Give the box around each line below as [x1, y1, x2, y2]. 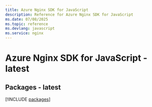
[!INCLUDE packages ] [5, 96, 51, 102]
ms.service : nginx [5, 31, 44, 36]
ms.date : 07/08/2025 [5, 17, 49, 22]
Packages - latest [5, 83, 61, 91]
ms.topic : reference [5, 21, 49, 27]
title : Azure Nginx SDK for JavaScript [5, 7, 89, 13]
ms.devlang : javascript [5, 26, 55, 31]
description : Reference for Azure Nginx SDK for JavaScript [5, 12, 134, 17]
